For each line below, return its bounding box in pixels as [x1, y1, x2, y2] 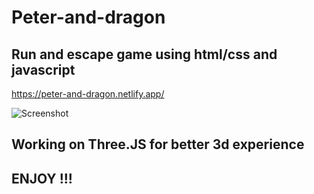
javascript [11, 61, 76, 78]
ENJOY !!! [11, 170, 73, 187]
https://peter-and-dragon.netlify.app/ [11, 88, 165, 100]
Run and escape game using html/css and [11, 46, 278, 63]
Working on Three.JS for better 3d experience [11, 136, 305, 153]
